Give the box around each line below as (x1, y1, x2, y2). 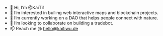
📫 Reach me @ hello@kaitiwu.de (9, 26, 79, 31)
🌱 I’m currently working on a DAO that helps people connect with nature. (9, 15, 158, 20)
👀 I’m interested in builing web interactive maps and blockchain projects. (9, 10, 159, 16)
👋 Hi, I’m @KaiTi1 (9, 5, 45, 10)
